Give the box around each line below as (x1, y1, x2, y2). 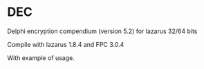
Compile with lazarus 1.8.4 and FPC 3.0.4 (7, 40, 124, 48)
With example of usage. (7, 53, 75, 62)
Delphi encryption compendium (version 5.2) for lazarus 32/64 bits (7, 27, 198, 35)
